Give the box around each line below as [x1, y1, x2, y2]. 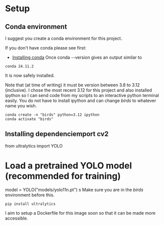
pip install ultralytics [5, 201, 56, 206]
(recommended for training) [5, 171, 121, 181]
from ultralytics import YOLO [5, 143, 63, 149]
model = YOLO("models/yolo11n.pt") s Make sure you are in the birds [5, 187, 143, 193]
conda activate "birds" [5, 117, 54, 122]
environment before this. [5, 192, 55, 198]
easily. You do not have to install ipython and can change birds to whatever [5, 98, 157, 103]
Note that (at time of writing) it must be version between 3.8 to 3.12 [5, 82, 140, 88]
